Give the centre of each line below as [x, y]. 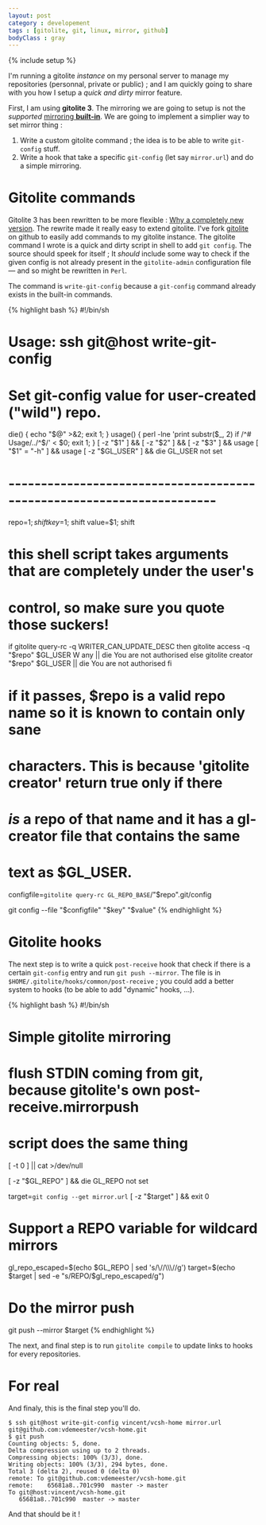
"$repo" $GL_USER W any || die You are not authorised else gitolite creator [131, 655]
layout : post [30, 16]
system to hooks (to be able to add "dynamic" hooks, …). [101, 989]
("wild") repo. [55, 412]
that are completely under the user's [131, 572]
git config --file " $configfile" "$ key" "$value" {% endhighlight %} [115, 910]
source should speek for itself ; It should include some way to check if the [129, 254]
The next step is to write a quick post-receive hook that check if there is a [129, 964]
